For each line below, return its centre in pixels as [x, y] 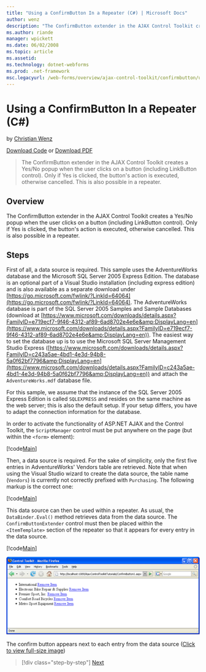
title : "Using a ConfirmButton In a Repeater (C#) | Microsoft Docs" [97, 13]
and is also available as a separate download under [71, 289]
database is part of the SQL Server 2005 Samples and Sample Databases [99, 308]
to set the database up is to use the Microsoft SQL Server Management [96, 341]
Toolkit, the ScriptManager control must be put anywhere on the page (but [99, 430]
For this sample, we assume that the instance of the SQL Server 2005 [94, 392]
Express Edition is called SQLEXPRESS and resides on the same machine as [99, 399]
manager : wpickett [30, 39]
